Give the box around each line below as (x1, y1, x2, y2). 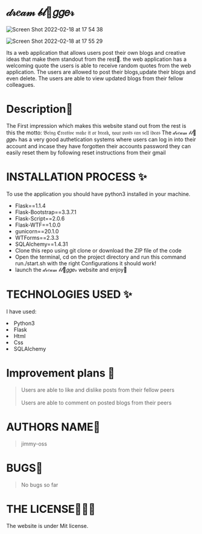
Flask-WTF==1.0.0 (14, 221, 61, 228)
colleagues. (6, 81, 35, 88)
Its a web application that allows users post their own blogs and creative (6, 49, 186, 56)
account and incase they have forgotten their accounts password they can (6, 142, 191, 149)
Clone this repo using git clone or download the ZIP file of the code (14, 247, 182, 254)
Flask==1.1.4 (14, 202, 46, 209)
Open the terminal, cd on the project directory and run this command (14, 253, 186, 260)
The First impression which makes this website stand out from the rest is (6, 122, 187, 129)
